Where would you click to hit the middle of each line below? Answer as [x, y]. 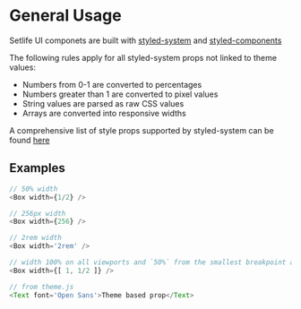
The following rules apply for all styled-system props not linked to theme [143, 57]
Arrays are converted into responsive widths [104, 113]
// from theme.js [42, 287]
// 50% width [34, 189]
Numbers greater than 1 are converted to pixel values [120, 94]
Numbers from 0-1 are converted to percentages [112, 84]
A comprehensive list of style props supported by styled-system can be [142, 130]
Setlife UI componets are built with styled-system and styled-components [146, 40]
